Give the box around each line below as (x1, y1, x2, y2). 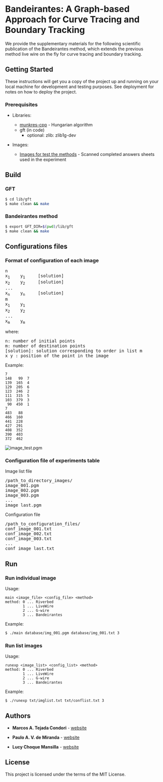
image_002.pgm (5, 488, 39, 493)
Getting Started (5, 65, 54, 74)
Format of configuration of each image (5, 257, 99, 264)
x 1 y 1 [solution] (5, 273, 64, 280)
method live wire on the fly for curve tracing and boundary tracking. (5, 51, 142, 57)
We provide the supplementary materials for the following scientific (5, 40, 141, 46)
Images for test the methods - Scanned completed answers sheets (19, 151, 155, 157)
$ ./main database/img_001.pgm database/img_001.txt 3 (5, 631, 120, 635)
